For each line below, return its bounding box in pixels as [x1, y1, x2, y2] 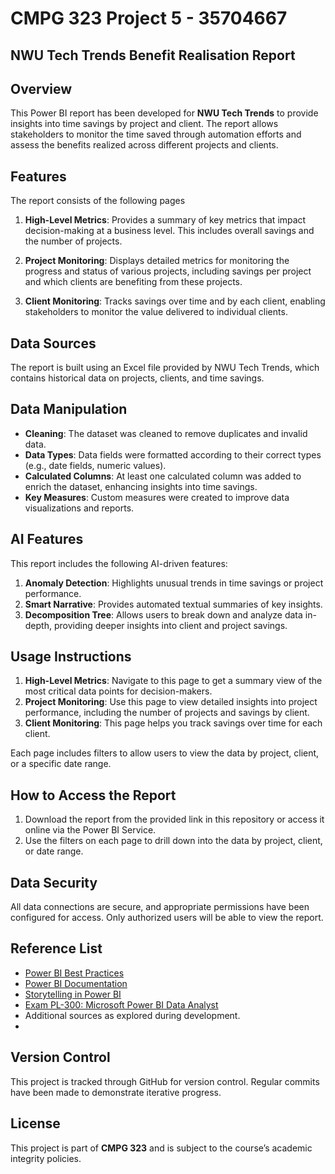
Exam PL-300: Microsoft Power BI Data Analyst [24, 998, 219, 1011]
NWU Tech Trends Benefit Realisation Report [10, 47, 296, 64]
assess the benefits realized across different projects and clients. [10, 139, 279, 151]
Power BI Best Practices [24, 967, 125, 979]
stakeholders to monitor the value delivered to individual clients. [24, 306, 288, 318]
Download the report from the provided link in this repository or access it [24, 813, 325, 826]
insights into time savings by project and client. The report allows [10, 118, 279, 130]
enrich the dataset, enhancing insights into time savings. [24, 480, 258, 492]
